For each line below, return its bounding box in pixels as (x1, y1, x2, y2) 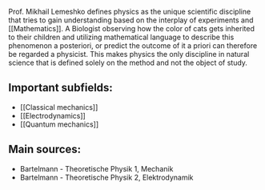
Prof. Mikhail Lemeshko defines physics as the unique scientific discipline (8, 7, 251, 16)
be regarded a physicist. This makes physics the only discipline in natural (8, 50, 250, 59)
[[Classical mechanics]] (19, 102, 98, 111)
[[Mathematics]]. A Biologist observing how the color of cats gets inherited (8, 24, 255, 33)
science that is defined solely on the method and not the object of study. (8, 58, 248, 67)
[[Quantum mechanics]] (19, 119, 99, 129)
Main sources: (8, 143, 82, 156)
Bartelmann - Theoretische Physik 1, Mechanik (19, 164, 174, 173)
